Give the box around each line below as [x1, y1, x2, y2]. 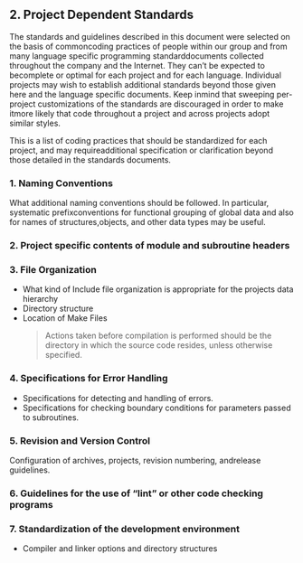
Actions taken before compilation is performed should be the [44, 330, 272, 342]
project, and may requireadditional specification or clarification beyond [9, 145, 274, 155]
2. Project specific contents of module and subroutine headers [9, 239, 290, 252]
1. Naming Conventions [9, 176, 113, 189]
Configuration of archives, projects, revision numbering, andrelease [9, 455, 261, 465]
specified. [44, 350, 83, 361]
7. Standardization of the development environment [9, 522, 240, 535]
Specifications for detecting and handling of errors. [22, 392, 214, 403]
